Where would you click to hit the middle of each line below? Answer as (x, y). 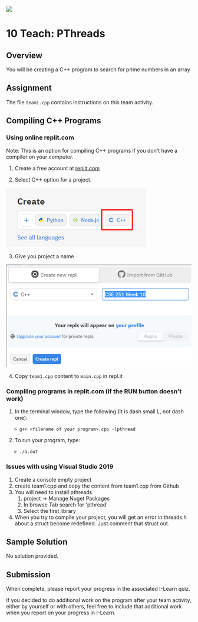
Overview (24, 55)
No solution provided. (32, 556)
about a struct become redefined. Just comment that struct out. (92, 523)
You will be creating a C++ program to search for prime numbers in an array (98, 70)
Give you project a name (44, 256)
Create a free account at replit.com (57, 168)
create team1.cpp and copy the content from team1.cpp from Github (97, 486)
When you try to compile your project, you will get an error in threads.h (101, 517)
